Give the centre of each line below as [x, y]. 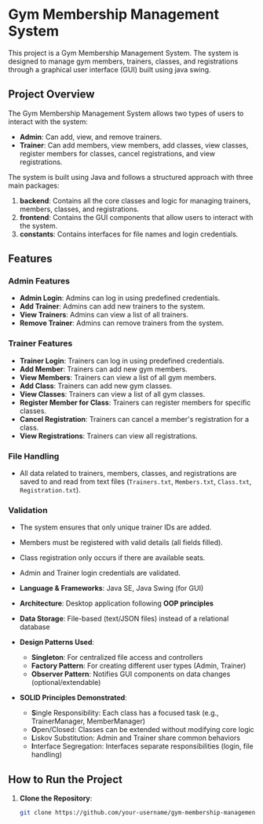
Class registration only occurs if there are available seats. [112, 558]
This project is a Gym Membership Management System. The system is [124, 53]
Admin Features [39, 281]
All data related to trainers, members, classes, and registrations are [128, 474]
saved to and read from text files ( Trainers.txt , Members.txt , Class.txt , [135, 482]
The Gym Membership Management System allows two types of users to [126, 113]
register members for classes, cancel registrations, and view [117, 153]
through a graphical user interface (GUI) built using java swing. [110, 69]
